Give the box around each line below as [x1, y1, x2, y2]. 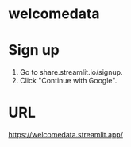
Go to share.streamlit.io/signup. [19, 68, 123, 77]
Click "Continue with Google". [19, 76, 118, 86]
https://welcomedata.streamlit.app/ [8, 130, 123, 140]
